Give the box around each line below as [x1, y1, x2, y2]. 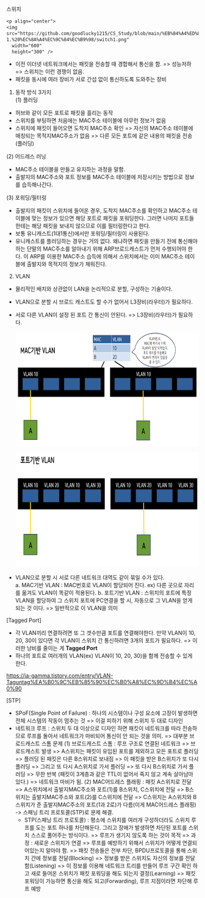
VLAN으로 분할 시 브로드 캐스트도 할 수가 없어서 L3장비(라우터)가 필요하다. [15, 298, 193, 305]
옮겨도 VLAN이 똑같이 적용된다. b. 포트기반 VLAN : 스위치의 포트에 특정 [21, 589, 192, 596]
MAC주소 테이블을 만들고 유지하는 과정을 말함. [15, 166, 126, 173]
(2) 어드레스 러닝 [6, 153, 46, 160]
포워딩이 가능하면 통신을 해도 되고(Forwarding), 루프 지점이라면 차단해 [24, 877, 192, 885]
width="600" [12, 43, 43, 49]
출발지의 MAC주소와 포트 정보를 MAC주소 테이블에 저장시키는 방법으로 [15, 173, 184, 180]
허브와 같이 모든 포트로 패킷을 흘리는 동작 [15, 109, 113, 116]
